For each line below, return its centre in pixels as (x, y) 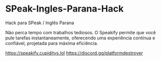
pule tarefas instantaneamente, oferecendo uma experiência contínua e (80, 38)
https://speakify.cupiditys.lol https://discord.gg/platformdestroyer (74, 53)
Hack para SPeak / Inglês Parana (40, 23)
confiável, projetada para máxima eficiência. (52, 43)
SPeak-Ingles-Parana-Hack (64, 9)
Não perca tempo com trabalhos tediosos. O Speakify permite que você (81, 32)
